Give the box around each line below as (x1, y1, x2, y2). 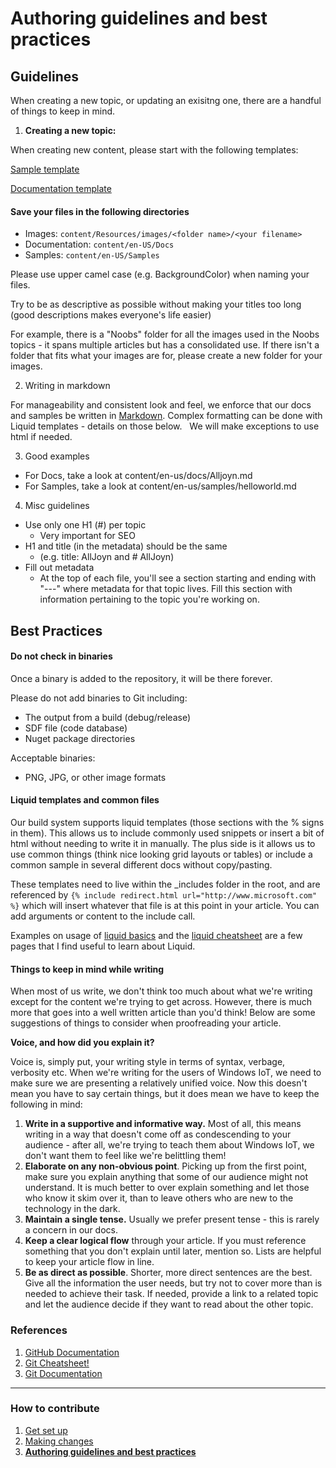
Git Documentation (24, 1367, 103, 1379)
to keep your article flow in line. (24, 1256, 155, 1268)
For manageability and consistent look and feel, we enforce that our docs (10, 399, 312, 411)
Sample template (10, 163, 80, 175)
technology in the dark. (24, 1203, 121, 1215)
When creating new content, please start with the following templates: (10, 144, 299, 156)
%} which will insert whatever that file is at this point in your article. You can (10, 900, 320, 911)
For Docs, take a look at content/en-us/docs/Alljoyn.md (24, 470, 253, 482)
